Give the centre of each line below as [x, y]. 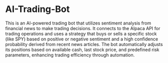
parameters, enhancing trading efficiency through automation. [70, 55]
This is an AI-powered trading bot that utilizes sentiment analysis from [78, 23]
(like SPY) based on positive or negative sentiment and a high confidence [82, 39]
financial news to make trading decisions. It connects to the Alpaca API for [83, 28]
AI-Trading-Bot [37, 9]
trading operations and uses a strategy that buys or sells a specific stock [81, 33]
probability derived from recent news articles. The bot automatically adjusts [84, 44]
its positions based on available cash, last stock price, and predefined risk [82, 49]
